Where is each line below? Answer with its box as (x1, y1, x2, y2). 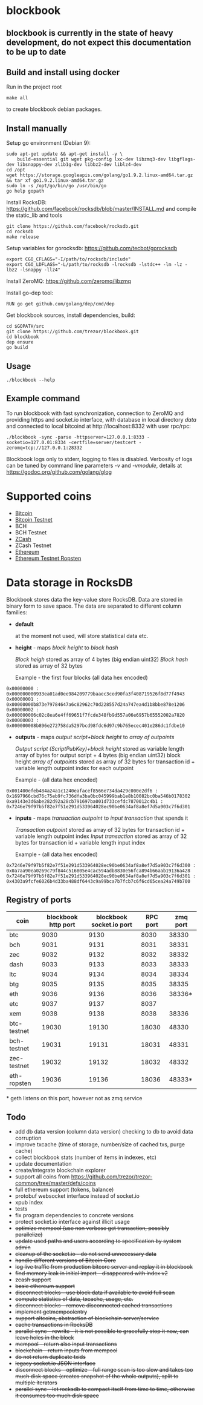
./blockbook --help (6, 377, 56, 384)
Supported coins (6, 490, 92, 503)
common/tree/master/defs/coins (14, 1180, 96, 1187)
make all (6, 95, 28, 101)
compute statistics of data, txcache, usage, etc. (14, 1295, 134, 1303)
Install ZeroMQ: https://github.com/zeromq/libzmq (6, 277, 132, 285)
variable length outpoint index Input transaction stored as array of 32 (14, 832, 187, 840)
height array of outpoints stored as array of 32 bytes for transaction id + (14, 758, 195, 765)
